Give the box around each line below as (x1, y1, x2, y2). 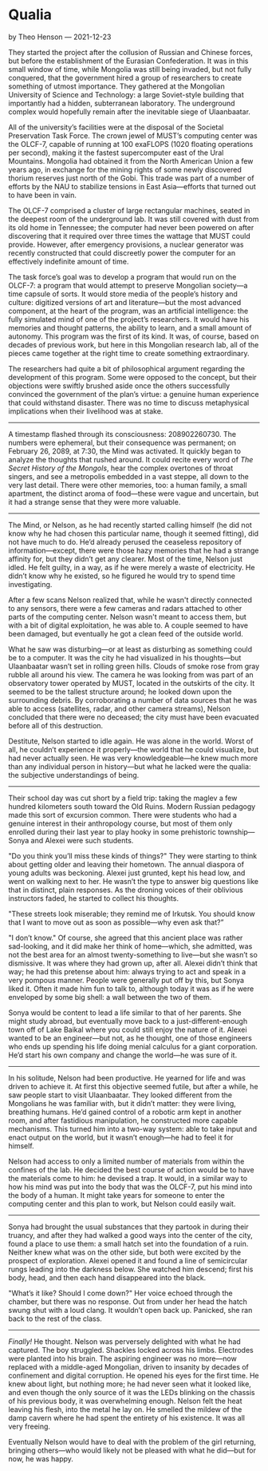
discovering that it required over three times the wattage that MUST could (8, 231, 250, 240)
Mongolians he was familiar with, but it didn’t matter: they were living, (8, 1098, 237, 1108)
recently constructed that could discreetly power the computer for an (8, 248, 236, 257)
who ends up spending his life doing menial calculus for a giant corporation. (8, 1041, 258, 1051)
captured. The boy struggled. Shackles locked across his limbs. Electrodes (8, 1345, 254, 1354)
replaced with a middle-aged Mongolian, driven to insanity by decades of (8, 1362, 250, 1371)
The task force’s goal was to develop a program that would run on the (8, 272, 237, 281)
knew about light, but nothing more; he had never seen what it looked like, (8, 1379, 251, 1389)
